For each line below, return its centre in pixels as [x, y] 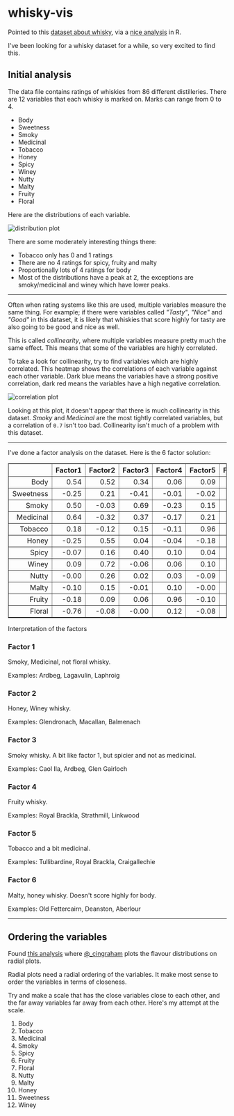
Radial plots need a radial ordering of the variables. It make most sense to [113, 975]
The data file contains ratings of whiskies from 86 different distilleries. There [117, 91]
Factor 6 [22, 880]
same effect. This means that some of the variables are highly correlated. [112, 348]
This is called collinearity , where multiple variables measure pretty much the [117, 340]
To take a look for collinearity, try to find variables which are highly [103, 361]
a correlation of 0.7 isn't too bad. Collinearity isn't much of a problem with [114, 425]
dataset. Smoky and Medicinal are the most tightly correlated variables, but [116, 417]
